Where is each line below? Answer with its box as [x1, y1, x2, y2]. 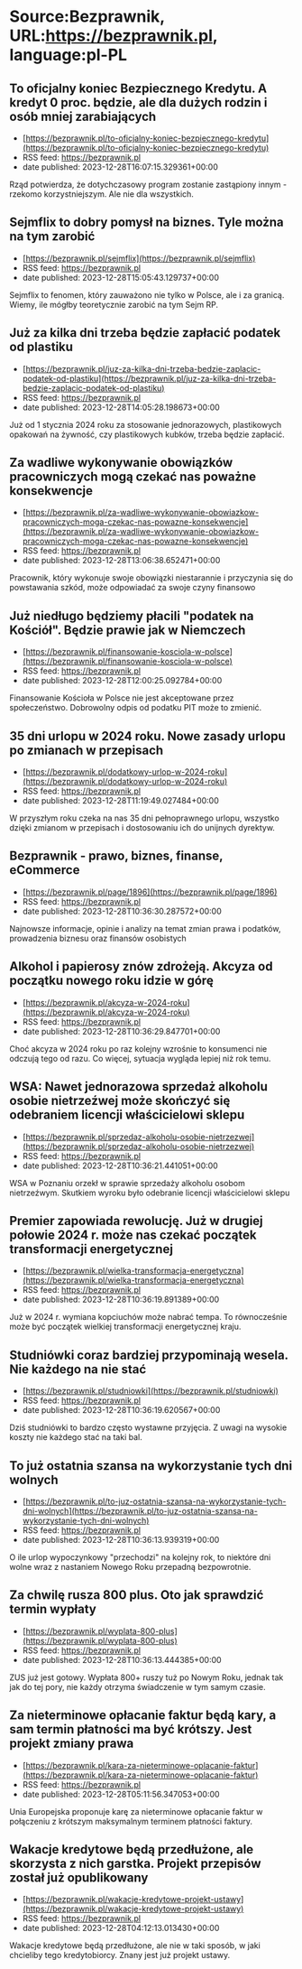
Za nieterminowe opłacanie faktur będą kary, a [9, 1708, 277, 1723]
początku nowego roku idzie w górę [9, 973, 214, 989]
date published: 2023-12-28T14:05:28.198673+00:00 [22, 402, 221, 413]
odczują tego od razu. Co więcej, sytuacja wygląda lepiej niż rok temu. [9, 1053, 271, 1063]
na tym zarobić [9, 228, 96, 245]
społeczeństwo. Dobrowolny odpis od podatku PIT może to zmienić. [9, 702, 262, 713]
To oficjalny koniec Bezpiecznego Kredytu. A [9, 80, 268, 96]
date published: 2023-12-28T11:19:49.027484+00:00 [22, 795, 219, 806]
